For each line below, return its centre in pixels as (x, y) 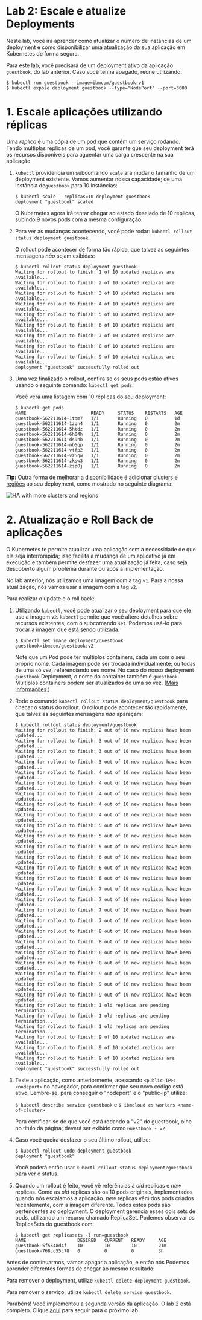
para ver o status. (37, 1174)
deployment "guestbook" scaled (54, 202)
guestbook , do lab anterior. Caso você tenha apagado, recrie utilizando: (94, 71)
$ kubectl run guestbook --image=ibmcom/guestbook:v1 (75, 83)
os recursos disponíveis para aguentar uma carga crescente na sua (90, 154)
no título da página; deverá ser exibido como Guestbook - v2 (90, 1128)
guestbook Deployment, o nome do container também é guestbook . (97, 676)
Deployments (41, 24)
